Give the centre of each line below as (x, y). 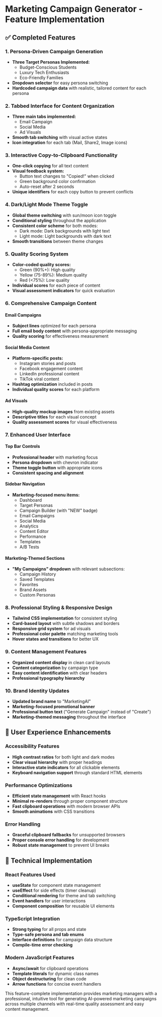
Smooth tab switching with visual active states (60, 138)
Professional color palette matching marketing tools (65, 634)
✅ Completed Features (40, 37)
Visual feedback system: (38, 171)
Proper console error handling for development (60, 840)
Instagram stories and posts (47, 364)
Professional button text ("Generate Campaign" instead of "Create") (81, 712)
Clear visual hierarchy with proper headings (57, 762)
